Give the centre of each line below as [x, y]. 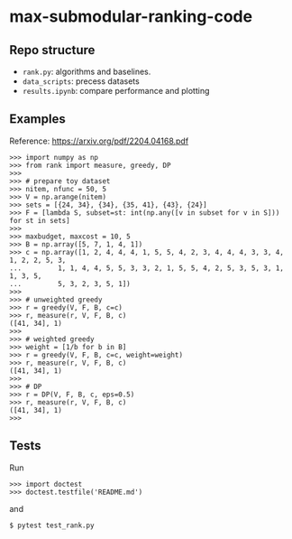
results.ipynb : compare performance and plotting [116, 91]
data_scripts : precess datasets [81, 81]
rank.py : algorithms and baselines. [87, 71]
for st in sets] [40, 220]
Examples [37, 119]
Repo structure [52, 50]
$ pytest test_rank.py [52, 525]
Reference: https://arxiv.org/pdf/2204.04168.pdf [99, 141]
